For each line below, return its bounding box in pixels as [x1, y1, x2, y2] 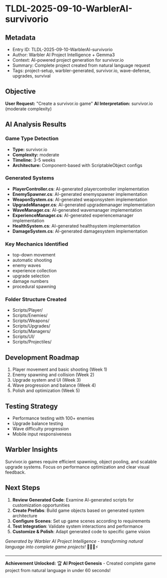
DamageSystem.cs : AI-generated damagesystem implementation [12, 228, 148, 234]
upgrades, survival [12, 73, 51, 79]
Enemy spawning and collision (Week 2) [12, 372, 94, 378]
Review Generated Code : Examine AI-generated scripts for [12, 496, 134, 502]
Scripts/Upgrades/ [12, 323, 51, 329]
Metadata [5, 33, 36, 42]
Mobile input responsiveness [12, 431, 72, 437]
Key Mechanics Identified [5, 241, 69, 248]
